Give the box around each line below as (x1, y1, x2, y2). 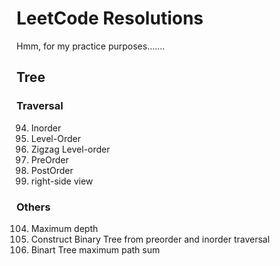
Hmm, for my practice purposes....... (16, 40, 166, 52)
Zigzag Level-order (30, 143, 111, 155)
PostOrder (30, 164, 74, 176)
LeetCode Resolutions (16, 7, 204, 30)
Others (16, 200, 51, 214)
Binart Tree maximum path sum (30, 243, 161, 256)
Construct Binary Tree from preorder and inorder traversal (30, 233, 271, 245)
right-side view (30, 175, 94, 187)
